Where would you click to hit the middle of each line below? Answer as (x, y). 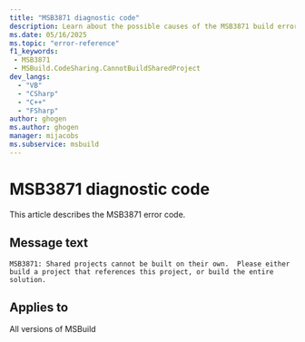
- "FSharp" (38, 111)
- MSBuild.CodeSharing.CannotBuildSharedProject (107, 69)
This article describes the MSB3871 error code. (98, 214)
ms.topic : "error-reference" (64, 43)
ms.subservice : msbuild (54, 144)
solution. (28, 279)
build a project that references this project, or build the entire (142, 272)
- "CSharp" (38, 93)
